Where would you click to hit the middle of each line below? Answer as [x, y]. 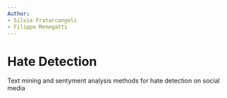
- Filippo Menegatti [38, 27]
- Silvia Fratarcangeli [42, 20]
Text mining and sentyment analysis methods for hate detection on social [114, 80]
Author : [19, 14]
